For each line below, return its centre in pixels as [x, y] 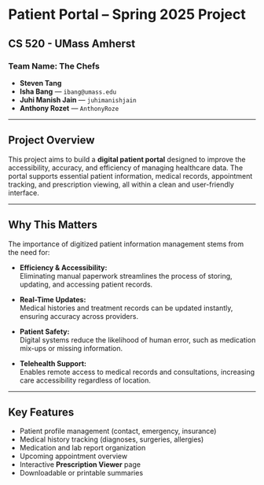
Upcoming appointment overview [73, 456]
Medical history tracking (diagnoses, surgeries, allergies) [112, 439]
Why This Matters [53, 225]
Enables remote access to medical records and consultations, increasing [137, 372]
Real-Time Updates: [53, 299]
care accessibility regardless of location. [85, 380]
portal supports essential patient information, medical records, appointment [130, 176]
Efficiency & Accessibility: [63, 267]
